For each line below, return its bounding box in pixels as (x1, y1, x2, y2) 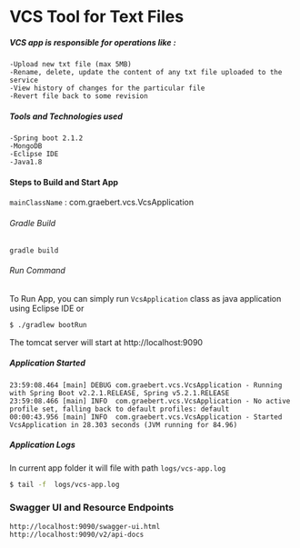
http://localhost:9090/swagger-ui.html (9, 522, 161, 531)
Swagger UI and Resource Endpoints (9, 502, 175, 514)
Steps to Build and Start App (9, 176, 119, 187)
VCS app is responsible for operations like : (9, 36, 176, 47)
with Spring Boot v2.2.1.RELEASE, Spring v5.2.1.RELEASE (9, 388, 230, 397)
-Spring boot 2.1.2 (9, 134, 84, 143)
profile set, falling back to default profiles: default (9, 404, 230, 413)
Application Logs (9, 439, 75, 451)
